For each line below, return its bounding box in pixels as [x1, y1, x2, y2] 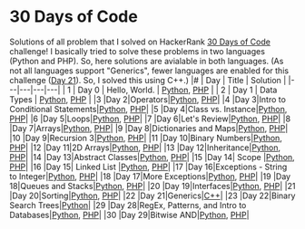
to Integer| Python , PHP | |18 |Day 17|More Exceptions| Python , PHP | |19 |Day [9, 170, 291, 182]
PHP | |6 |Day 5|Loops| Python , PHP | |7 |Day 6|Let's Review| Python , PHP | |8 [9, 113, 291, 124]
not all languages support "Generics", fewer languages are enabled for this [9, 65, 289, 76]
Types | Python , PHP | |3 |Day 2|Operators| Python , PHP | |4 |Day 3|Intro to [9, 93, 286, 105]
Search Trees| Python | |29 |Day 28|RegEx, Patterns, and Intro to [9, 199, 247, 210]
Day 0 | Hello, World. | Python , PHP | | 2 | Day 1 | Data [77, 84, 278, 95]
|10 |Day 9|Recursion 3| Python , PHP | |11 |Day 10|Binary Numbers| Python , [9, 132, 283, 143]
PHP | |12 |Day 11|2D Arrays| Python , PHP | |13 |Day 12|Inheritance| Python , [9, 142, 281, 153]
